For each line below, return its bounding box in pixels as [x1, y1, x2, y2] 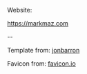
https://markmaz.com [7, 19, 69, 27]
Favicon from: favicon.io [7, 59, 76, 68]
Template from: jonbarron [7, 46, 80, 54]
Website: [7, 6, 32, 14]
